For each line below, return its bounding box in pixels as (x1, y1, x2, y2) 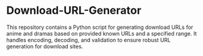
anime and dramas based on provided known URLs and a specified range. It (6, 30, 197, 37)
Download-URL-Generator (6, 4, 141, 17)
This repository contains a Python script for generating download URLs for (6, 23, 194, 31)
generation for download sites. (6, 43, 84, 50)
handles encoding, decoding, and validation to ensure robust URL (6, 36, 171, 43)
